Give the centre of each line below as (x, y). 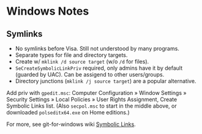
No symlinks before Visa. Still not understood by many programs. (97, 48)
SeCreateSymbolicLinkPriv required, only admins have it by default (99, 68)
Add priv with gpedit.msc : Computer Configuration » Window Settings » (96, 93)
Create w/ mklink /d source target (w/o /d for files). (82, 61)
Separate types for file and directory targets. (71, 55)
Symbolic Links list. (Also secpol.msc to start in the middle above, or (92, 106)
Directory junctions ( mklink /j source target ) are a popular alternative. (106, 81)
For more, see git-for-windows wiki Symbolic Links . (71, 124)
